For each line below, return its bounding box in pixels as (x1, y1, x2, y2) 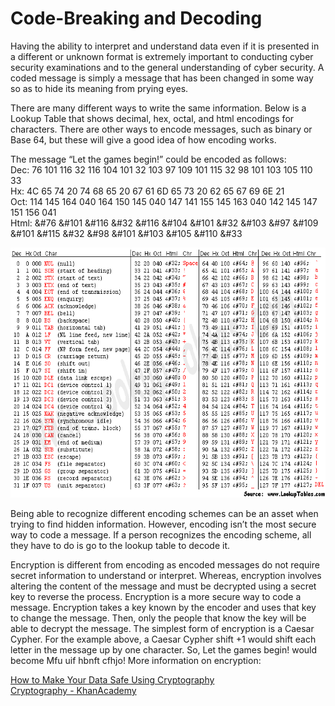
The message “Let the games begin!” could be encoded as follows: (10, 153, 287, 165)
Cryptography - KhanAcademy (10, 684, 137, 696)
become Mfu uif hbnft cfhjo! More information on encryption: (10, 654, 262, 666)
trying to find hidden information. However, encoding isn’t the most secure (10, 518, 317, 530)
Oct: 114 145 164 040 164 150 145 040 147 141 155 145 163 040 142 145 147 (10, 195, 318, 207)
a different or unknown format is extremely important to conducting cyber (10, 50, 314, 62)
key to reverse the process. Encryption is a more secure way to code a (10, 590, 302, 602)
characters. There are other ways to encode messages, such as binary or (10, 123, 313, 135)
